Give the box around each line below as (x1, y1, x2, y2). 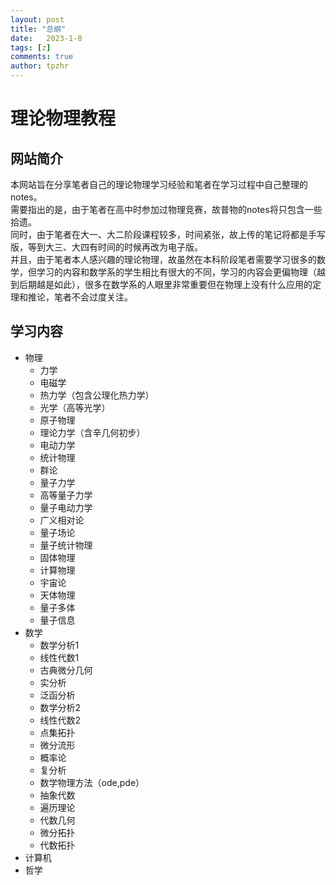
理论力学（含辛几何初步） (39, 426, 146, 438)
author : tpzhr (10, 61, 70, 71)
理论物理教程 (10, 107, 117, 130)
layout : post (10, 14, 65, 25)
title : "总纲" (10, 24, 67, 34)
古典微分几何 (39, 664, 93, 676)
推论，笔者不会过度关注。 (27, 291, 133, 303)
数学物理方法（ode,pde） (39, 776, 145, 788)
